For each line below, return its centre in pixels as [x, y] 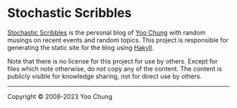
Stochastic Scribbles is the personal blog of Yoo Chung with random [107, 32]
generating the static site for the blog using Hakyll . [80, 47]
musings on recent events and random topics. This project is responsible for [118, 40]
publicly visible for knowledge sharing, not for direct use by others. [105, 76]
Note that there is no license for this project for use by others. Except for [113, 61]
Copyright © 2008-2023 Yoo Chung [60, 96]
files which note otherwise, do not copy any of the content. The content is [115, 68]
